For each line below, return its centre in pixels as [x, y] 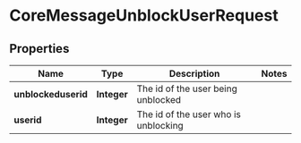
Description [194, 74]
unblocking [160, 126]
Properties [39, 49]
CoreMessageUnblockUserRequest [144, 16]
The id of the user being [187, 88]
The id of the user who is [189, 114]
